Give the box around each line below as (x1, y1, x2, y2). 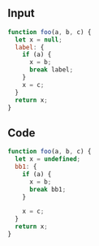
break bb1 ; (28, 185, 67, 193)
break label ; (28, 66, 74, 74)
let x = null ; (15, 36, 62, 44)
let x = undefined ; (15, 155, 81, 163)
